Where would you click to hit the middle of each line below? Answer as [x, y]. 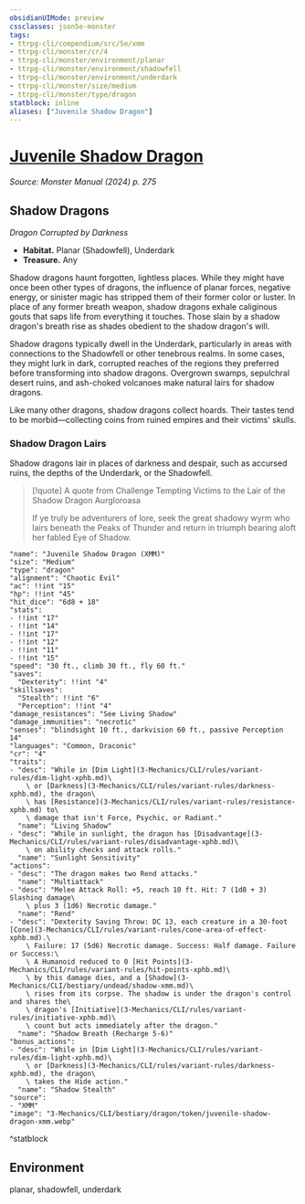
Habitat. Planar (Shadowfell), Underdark [99, 250]
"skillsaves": [37, 691]
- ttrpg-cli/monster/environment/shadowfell [95, 69]
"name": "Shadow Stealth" [67, 1090]
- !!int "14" [34, 627]
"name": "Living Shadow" [65, 826]
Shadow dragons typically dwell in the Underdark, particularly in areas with [151, 344]
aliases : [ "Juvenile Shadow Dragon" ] [81, 111]
